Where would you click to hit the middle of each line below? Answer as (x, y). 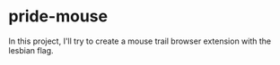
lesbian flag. (31, 50)
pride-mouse (58, 16)
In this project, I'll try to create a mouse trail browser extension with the (140, 41)
